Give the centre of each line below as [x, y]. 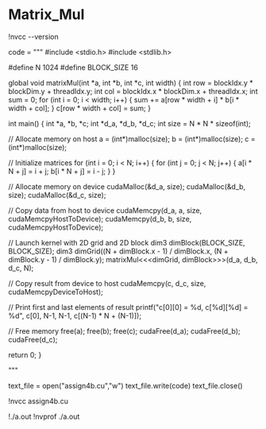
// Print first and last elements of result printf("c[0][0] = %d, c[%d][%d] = [128, 307]
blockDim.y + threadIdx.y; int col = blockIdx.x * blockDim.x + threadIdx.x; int [133, 91]
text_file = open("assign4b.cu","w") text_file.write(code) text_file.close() [126, 385]
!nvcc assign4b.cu [39, 401]
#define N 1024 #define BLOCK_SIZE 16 [73, 67]
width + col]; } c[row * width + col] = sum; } [79, 108]
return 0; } [25, 354]
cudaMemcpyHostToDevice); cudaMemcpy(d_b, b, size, [100, 218]
